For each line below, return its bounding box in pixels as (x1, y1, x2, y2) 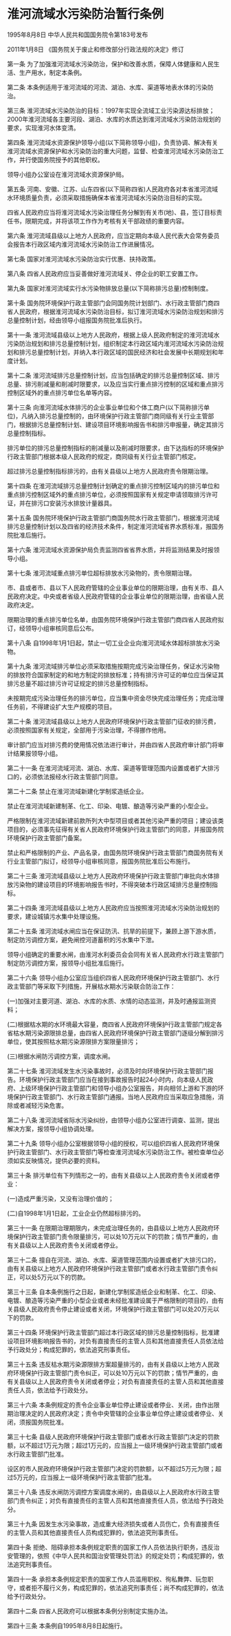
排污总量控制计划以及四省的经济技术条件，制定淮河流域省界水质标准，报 (7, 522, 212, 530)
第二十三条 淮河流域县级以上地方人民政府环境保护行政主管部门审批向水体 (7, 871, 214, 880)
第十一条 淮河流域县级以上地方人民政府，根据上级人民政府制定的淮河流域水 (7, 331, 220, 339)
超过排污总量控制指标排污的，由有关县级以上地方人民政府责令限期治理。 (7, 467, 212, 475)
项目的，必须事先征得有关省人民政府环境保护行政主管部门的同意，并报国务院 (7, 825, 224, 833)
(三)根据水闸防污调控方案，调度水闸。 (7, 1052, 115, 1060)
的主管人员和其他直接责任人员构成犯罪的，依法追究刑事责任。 (7, 1528, 182, 1537)
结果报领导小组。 (12, 749, 62, 757)
